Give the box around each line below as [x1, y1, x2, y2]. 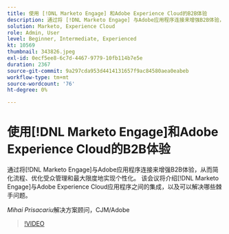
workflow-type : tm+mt [7, 73, 69, 81]
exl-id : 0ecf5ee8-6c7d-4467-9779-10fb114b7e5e [7, 55, 143, 62]
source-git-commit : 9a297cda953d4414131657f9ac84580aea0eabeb [7, 67, 189, 74]
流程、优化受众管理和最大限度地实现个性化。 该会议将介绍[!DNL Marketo [12, 174, 219, 183]
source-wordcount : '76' [7, 80, 76, 87]
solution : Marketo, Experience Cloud [7, 23, 116, 30]
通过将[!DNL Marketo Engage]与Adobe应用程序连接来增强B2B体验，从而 [7, 165, 213, 174]
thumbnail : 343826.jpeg [7, 49, 76, 56]
